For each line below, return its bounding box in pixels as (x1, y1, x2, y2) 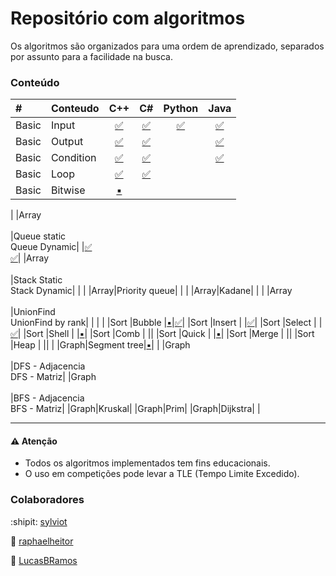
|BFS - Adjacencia (10, 392, 85, 404)
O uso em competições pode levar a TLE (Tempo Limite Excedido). (24, 468, 300, 480)
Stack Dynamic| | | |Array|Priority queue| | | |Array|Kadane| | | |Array (10, 285, 293, 297)
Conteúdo (10, 75, 60, 89)
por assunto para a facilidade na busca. (10, 50, 174, 62)
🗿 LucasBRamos (10, 554, 78, 566)
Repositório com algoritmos (10, 7, 246, 30)
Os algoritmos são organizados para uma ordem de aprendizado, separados (10, 40, 325, 52)
